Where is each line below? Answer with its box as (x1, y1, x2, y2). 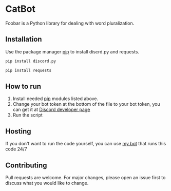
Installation (5, 35, 42, 44)
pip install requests (5, 68, 52, 73)
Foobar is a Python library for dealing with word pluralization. (5, 20, 135, 26)
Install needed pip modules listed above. (12, 95, 99, 102)
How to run (5, 82, 42, 90)
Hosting (5, 127, 32, 136)
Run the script (12, 112, 43, 118)
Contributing (5, 161, 47, 169)
